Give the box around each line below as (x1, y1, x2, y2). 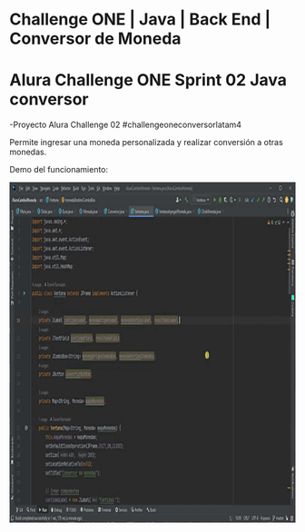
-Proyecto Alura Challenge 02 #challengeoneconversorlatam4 (9, 119, 242, 131)
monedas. (9, 146, 47, 158)
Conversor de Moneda (9, 28, 182, 49)
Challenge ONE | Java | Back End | (9, 9, 271, 30)
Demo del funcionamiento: (9, 164, 109, 175)
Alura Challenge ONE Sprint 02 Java (9, 70, 288, 91)
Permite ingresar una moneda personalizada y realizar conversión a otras (9, 137, 283, 148)
